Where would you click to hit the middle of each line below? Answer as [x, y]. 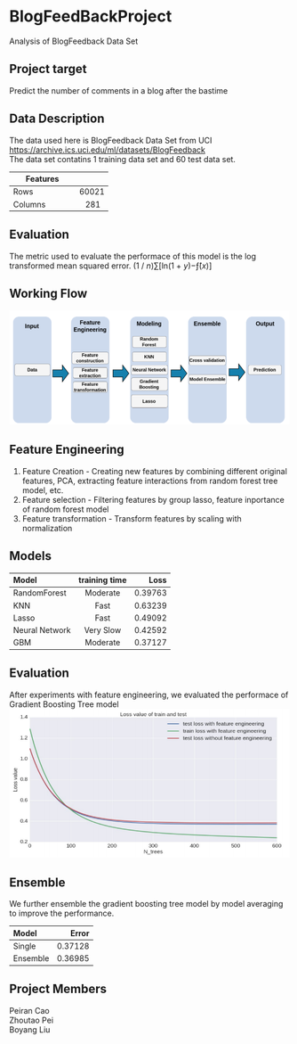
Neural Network [42, 630]
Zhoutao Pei [32, 1020]
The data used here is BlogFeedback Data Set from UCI [111, 140]
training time [103, 580]
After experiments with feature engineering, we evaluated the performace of [149, 695]
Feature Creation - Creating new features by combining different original [154, 471]
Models [30, 556]
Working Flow [48, 294]
